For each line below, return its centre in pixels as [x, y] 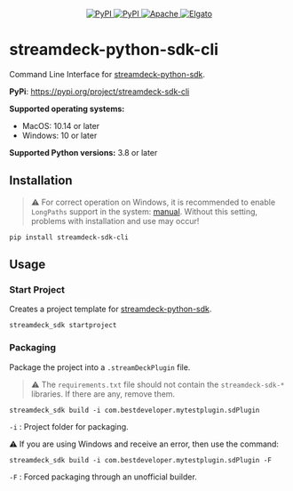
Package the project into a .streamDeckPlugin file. [100, 367]
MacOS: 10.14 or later [61, 125]
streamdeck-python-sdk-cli [114, 50]
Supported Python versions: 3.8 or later [83, 152]
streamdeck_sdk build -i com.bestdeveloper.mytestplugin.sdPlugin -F [141, 460]
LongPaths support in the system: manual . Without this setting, [144, 211]
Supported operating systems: [67, 109]
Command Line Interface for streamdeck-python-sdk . [107, 74]
